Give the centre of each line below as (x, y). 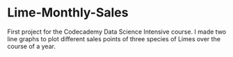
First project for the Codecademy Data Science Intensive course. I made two (117, 32)
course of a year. (31, 46)
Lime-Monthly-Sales (68, 13)
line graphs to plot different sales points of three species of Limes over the (114, 38)
